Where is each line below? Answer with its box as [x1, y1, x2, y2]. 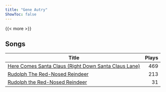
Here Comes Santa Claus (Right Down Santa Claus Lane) [7, 63, 141, 70]
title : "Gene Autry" [5, 7, 48, 12]
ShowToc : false [5, 12, 37, 17]
